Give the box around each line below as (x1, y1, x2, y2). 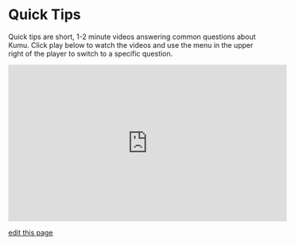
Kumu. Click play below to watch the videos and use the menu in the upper (8, 40, 254, 49)
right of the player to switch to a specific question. (8, 49, 173, 58)
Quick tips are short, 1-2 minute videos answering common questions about (8, 32, 256, 41)
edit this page (8, 227, 53, 237)
